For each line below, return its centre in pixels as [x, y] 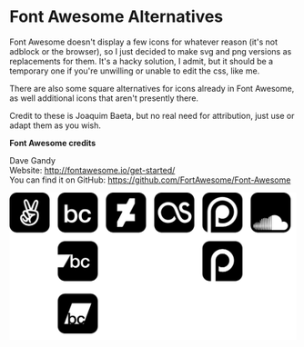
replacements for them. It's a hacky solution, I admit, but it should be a [142, 61]
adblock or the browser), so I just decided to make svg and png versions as [151, 51]
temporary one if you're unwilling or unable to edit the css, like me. [135, 71]
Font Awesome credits [53, 143]
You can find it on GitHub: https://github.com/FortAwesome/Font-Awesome [150, 180]
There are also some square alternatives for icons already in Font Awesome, [152, 88]
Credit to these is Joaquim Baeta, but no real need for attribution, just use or [152, 115]
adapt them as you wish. [56, 125]
